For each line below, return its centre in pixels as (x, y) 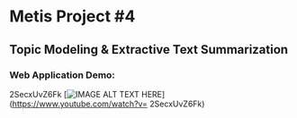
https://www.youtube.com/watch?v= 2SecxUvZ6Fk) (108, 104)
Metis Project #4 (72, 17)
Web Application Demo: (62, 75)
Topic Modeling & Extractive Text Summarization (149, 50)
